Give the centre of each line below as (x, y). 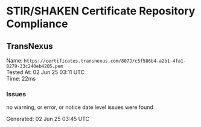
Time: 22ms (21, 79)
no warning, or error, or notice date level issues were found (80, 107)
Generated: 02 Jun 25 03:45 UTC (48, 119)
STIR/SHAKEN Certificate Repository (101, 11)
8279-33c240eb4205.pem (35, 66)
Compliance (37, 24)
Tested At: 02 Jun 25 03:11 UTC (46, 72)
